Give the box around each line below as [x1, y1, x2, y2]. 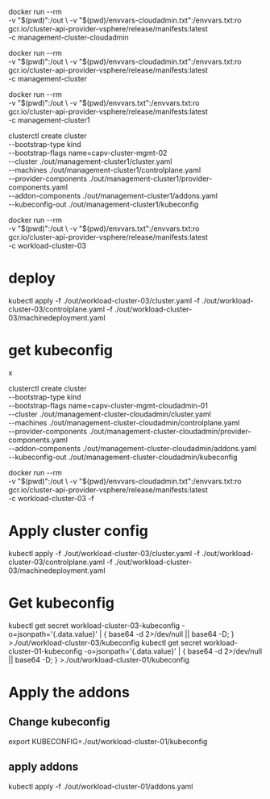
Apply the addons [8, 683, 131, 701]
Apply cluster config [8, 522, 149, 540]
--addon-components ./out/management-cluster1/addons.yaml [8, 191, 218, 200]
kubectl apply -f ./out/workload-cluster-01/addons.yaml [8, 781, 193, 791]
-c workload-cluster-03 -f [8, 493, 94, 503]
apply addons [8, 760, 79, 774]
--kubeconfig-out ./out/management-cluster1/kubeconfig [8, 199, 199, 209]
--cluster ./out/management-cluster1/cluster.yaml [8, 157, 172, 166]
